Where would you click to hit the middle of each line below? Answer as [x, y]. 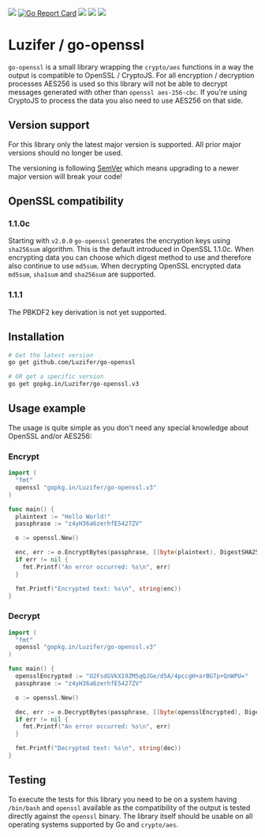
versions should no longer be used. [65, 152]
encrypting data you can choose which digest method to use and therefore [130, 257]
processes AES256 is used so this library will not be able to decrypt [118, 84]
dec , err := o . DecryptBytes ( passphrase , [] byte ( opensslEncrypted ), [129, 712]
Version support [49, 125]
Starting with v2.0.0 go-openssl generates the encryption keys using [119, 241]
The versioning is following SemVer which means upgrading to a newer [123, 168]
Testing [27, 781]
